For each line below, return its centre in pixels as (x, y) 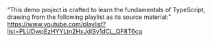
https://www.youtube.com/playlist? (57, 24)
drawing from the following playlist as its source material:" (89, 17)
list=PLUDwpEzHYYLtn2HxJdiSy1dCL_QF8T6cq (75, 31)
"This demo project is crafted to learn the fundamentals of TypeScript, (106, 10)
